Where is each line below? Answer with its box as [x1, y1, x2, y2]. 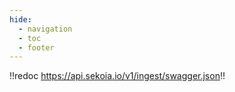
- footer [18, 42, 55, 53]
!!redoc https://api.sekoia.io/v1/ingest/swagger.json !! [9, 70, 226, 82]
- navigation [18, 24, 73, 34]
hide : [9, 14, 32, 25]
